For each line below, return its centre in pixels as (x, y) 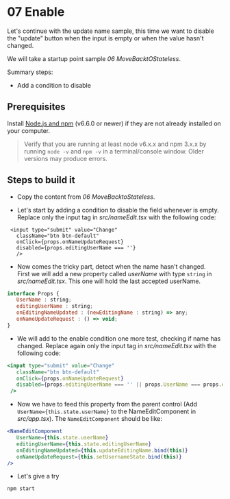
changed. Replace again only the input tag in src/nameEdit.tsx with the (117, 345)
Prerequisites (36, 107)
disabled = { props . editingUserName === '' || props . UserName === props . (119, 385)
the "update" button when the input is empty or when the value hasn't (105, 38)
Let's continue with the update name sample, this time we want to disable (111, 31)
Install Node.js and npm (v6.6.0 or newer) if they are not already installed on (114, 123)
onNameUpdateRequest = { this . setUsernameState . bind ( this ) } (99, 457)
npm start (21, 489)
